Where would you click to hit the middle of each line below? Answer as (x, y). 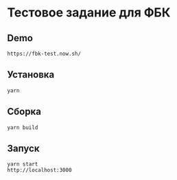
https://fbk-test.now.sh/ (44, 54)
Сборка (24, 112)
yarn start (23, 164)
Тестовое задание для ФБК (89, 13)
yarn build (23, 127)
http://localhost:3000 (39, 170)
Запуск (23, 149)
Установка (31, 75)
